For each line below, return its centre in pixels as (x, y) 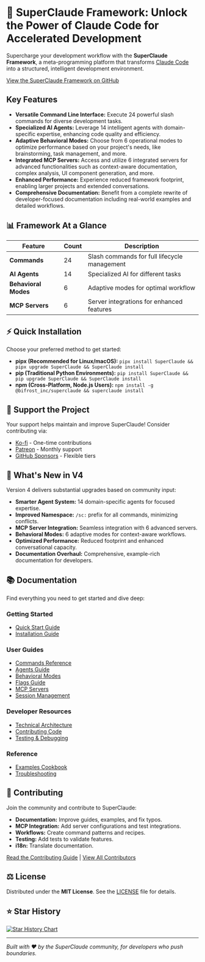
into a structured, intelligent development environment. (75, 68)
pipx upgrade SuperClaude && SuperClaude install (80, 367)
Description (142, 246)
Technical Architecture (44, 725)
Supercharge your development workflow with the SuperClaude (87, 55)
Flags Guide (30, 683)
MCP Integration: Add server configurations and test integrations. (98, 826)
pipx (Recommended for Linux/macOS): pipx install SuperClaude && (104, 362)
